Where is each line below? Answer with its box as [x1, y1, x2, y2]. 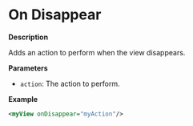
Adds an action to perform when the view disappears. [8, 47, 186, 57]
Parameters [8, 63, 48, 73]
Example [8, 94, 38, 104]
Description [8, 32, 49, 42]
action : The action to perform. [19, 79, 120, 88]
